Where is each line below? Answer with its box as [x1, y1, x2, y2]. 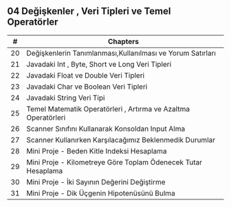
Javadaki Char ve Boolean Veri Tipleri [26, 82, 148, 91]
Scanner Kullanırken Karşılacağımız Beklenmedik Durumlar [26, 135, 216, 144]
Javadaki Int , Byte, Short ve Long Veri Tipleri [26, 59, 172, 69]
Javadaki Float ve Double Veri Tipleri [26, 70, 145, 80]
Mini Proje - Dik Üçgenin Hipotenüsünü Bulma [26, 188, 175, 198]
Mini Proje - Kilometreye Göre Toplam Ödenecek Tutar [26, 157, 203, 167]
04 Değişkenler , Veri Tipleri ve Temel [7, 6, 171, 17]
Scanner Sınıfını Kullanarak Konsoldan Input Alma [26, 124, 186, 133]
